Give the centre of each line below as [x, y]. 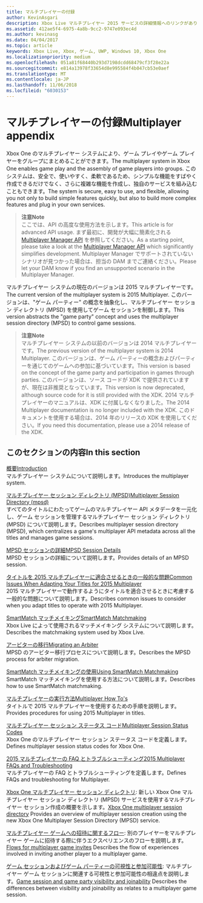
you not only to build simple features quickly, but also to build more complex [101, 198]
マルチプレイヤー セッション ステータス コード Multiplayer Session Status [98, 725]
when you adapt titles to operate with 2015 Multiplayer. [75, 605]
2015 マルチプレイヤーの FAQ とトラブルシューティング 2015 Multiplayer [96, 758]
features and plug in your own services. [56, 204]
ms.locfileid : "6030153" [38, 91]
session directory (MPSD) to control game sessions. [71, 323]
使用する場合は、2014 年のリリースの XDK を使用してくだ [125, 417]
